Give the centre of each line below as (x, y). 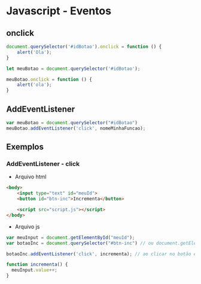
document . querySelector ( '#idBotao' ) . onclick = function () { (84, 47)
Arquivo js (27, 226)
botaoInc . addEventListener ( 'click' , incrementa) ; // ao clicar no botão (99, 254)
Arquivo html (31, 177)
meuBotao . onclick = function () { (49, 79)
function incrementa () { (37, 265)
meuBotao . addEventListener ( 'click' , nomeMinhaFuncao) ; (76, 128)
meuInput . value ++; (35, 270)
